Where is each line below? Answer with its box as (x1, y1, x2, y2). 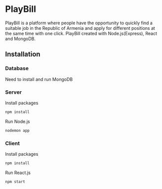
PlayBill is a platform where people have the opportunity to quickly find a (5, 20, 153, 26)
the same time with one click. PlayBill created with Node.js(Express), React (5, 30, 157, 36)
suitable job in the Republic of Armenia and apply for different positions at (5, 25, 156, 31)
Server (5, 88, 22, 95)
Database (5, 65, 29, 72)
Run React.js (5, 170, 31, 176)
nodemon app (5, 128, 30, 133)
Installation (5, 50, 40, 59)
